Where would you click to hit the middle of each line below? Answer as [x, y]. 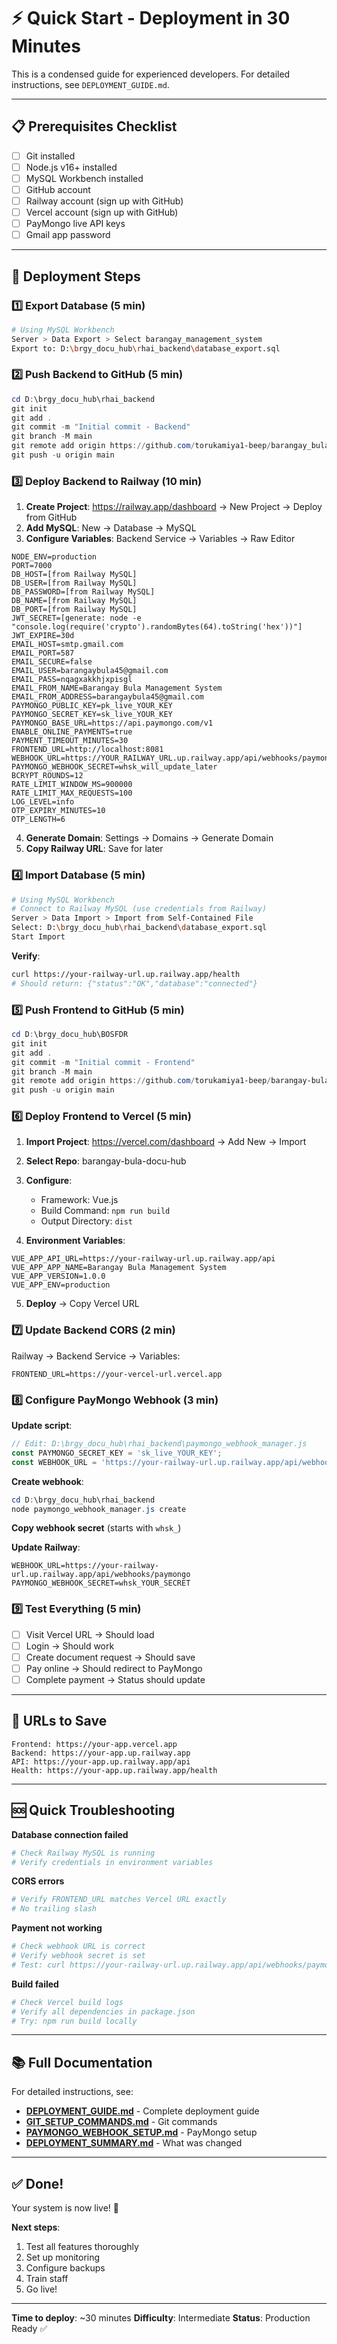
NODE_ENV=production [54, 557]
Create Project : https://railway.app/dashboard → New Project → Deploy [174, 507]
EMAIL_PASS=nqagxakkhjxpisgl [72, 680]
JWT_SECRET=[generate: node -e [76, 618]
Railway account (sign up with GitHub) [104, 201]
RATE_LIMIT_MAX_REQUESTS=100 [72, 793]
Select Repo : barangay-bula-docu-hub [106, 1161]
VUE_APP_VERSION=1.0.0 [58, 1276]
